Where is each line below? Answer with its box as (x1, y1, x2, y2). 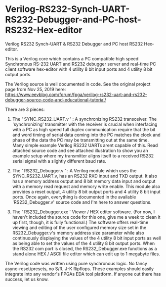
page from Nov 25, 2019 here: (5, 86, 66, 92)
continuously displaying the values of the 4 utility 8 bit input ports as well (12, 235, 161, 241)
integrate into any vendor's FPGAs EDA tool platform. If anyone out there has (5, 271, 162, 277)
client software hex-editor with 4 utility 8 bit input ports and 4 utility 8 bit (5, 66, 153, 72)
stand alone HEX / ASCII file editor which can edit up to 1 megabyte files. (12, 251, 161, 257)
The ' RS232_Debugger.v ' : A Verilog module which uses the (12, 167, 137, 174)
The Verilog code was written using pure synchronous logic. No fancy (5, 260, 147, 266)
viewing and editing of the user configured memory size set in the (12, 224, 147, 231)
